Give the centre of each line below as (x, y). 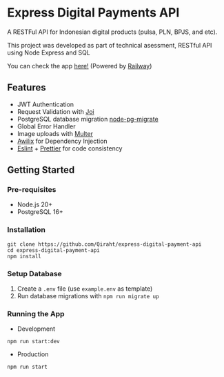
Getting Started (41, 170)
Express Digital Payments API (93, 13)
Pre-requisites (32, 190)
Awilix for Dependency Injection (62, 141)
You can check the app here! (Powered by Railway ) (80, 66)
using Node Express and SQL (49, 52)
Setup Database (34, 273)
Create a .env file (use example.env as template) (85, 289)
